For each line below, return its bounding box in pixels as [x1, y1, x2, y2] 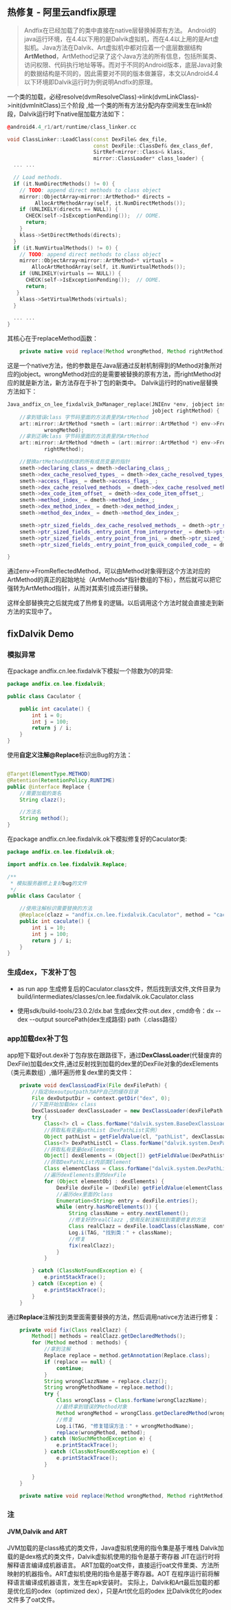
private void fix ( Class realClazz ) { [19, 1326, 128, 1334]
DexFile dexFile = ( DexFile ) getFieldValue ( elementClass [56, 1184, 223, 1191]
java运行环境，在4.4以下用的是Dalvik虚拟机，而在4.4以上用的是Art [23, 34, 213, 43]
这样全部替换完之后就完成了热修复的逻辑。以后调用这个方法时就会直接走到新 [7, 599, 224, 607]
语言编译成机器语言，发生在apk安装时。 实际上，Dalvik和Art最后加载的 [12, 1578, 214, 1587]
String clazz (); [19, 796, 67, 803]
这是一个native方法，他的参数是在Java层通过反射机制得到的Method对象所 [7, 361, 217, 370]
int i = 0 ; [32, 712, 63, 719]
